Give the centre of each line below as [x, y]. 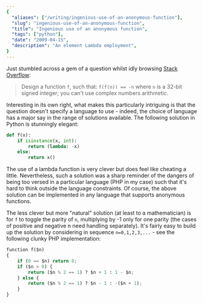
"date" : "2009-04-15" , [40, 40]
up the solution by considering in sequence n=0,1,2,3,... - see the [91, 232]
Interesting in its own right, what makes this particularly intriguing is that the [101, 105]
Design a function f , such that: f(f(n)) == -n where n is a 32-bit [101, 86]
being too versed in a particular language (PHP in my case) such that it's [97, 182]
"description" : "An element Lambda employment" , [74, 46]
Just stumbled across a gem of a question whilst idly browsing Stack [92, 68]
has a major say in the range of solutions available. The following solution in [101, 117]
